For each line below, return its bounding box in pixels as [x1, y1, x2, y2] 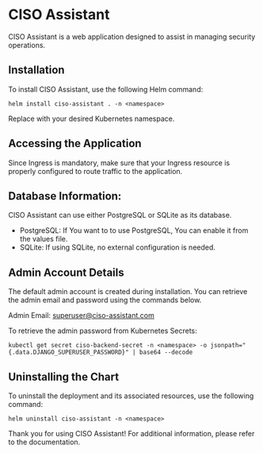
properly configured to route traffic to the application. [8, 166, 183, 176]
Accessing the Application [8, 137, 142, 150]
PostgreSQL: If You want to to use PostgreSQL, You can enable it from [19, 226, 249, 235]
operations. [8, 40, 46, 49]
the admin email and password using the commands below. [8, 296, 202, 305]
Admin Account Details [8, 265, 124, 279]
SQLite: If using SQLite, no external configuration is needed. [19, 242, 216, 252]
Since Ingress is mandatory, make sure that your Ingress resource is [8, 157, 231, 168]
